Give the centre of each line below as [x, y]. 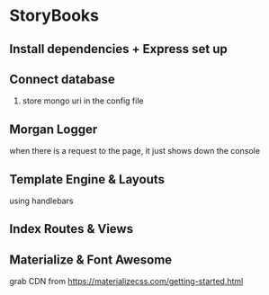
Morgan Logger [54, 129]
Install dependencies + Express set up [118, 49]
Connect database [62, 79]
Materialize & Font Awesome [91, 259]
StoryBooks [54, 16]
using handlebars [41, 201]
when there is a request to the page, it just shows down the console [135, 151]
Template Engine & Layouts [87, 179]
